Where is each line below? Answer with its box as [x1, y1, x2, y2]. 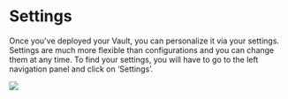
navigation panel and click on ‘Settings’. [9, 64, 154, 74]
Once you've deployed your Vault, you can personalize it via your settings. [9, 35, 280, 46]
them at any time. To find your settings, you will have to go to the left [9, 54, 259, 65]
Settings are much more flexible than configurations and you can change [9, 44, 275, 55]
